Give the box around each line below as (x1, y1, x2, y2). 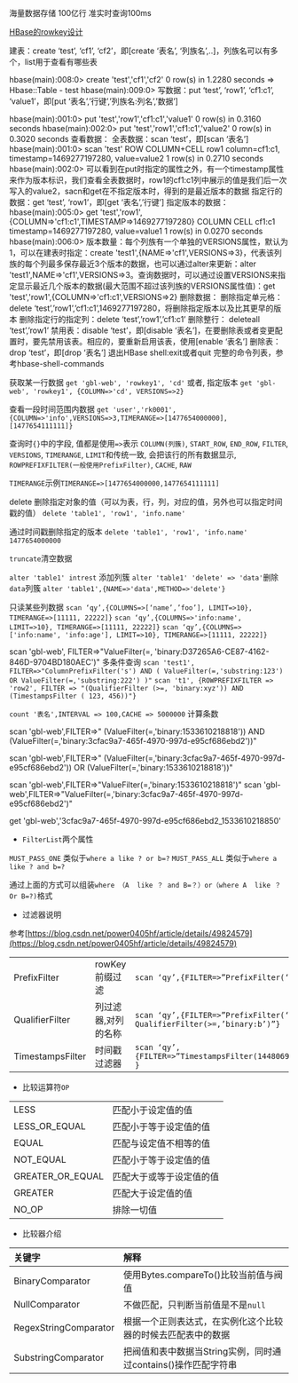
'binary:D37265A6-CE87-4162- (154, 646, 270, 657)
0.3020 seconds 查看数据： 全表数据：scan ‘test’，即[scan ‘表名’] (9, 134, 249, 144)
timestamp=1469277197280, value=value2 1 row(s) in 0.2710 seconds (9, 154, 264, 163)
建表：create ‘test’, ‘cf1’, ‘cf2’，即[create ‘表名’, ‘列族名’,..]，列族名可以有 (9, 45, 271, 56)
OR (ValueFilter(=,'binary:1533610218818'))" (74, 763, 233, 772)
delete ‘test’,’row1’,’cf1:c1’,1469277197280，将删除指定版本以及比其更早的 (9, 303, 274, 313)
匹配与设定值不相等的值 (112, 1137, 211, 1150)
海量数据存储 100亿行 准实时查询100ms (9, 8, 153, 18)
